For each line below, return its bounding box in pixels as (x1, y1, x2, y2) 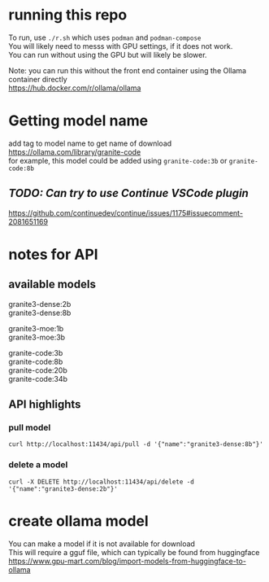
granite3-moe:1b (8, 323, 64, 333)
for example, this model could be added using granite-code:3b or (8, 155, 228, 165)
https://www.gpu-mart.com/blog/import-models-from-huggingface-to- (8, 556, 246, 566)
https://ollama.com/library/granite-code (8, 147, 141, 156)
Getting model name (8, 112, 149, 130)
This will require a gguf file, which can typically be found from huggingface (8, 547, 260, 557)
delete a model (8, 459, 68, 470)
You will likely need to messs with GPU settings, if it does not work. (8, 41, 233, 50)
